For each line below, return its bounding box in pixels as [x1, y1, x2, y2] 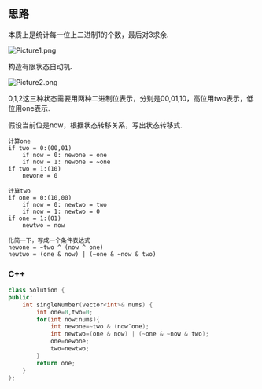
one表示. [21, 103, 50, 112]
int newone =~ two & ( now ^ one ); [50, 323, 149, 331]
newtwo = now [22, 221, 65, 229]
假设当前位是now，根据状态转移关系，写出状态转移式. [8, 120, 183, 130]
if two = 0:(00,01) [8, 144, 72, 152]
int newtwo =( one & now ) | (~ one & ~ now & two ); [50, 330, 210, 338]
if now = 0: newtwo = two [22, 200, 108, 208]
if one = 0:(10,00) [8, 193, 72, 202]
